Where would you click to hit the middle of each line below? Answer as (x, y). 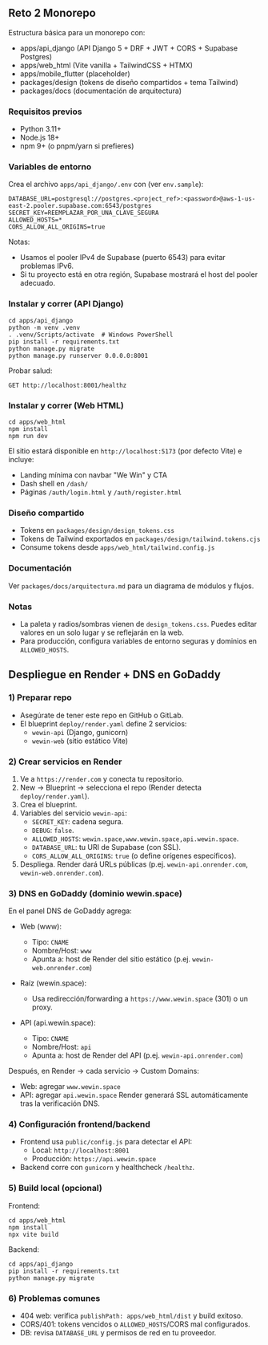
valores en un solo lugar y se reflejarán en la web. (102, 632)
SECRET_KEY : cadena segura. (78, 821)
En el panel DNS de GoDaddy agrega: (70, 911)
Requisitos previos (45, 112)
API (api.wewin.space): (58, 1023)
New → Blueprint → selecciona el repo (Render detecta (111, 787)
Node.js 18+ (40, 138)
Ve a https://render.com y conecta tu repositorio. (102, 778)
